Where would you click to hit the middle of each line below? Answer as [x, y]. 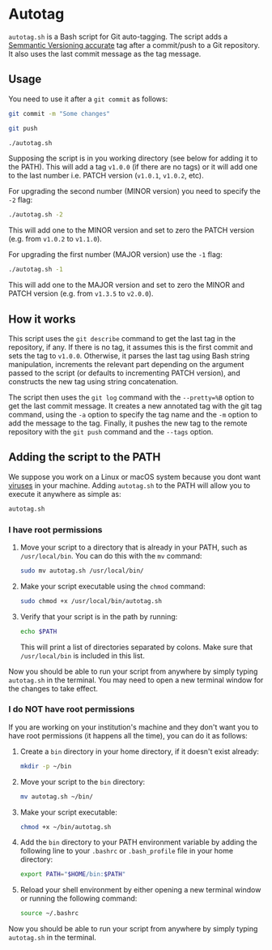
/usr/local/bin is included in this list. [83, 655]
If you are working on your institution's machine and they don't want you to [134, 727]
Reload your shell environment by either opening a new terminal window [140, 890]
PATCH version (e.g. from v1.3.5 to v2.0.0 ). [81, 293]
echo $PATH [38, 631]
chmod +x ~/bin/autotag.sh [66, 827]
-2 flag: [21, 200]
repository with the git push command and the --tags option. [111, 431]
